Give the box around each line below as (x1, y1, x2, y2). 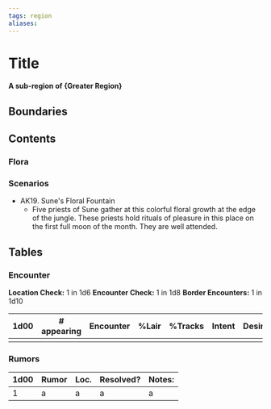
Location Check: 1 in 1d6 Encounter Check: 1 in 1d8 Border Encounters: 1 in (8, 287, 263, 297)
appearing (41, 325, 82, 336)
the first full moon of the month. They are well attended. (31, 222, 218, 232)
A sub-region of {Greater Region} (8, 81, 123, 91)
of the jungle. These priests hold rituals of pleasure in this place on (31, 213, 254, 223)
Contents (8, 132, 56, 146)
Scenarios (8, 177, 50, 189)
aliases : (8, 19, 38, 27)
